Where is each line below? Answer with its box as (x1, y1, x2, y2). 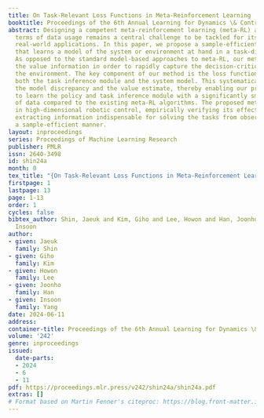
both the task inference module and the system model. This (15, 77, 216, 85)
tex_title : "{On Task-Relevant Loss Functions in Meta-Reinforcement (8, 172, 241, 180)
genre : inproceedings (8, 340, 79, 347)
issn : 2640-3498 (8, 150, 61, 158)
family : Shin (15, 245, 58, 253)
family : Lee (15, 274, 55, 282)
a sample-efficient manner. (15, 121, 108, 129)
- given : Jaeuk (8, 238, 58, 245)
